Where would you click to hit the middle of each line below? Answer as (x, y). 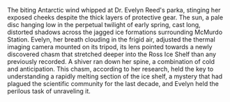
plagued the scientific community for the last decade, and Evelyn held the (113, 84)
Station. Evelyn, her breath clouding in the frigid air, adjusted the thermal (112, 40)
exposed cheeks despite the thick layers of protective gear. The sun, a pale (115, 17)
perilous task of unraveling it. (49, 91)
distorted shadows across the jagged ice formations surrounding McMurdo (115, 32)
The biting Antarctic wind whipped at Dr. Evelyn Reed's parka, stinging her (114, 10)
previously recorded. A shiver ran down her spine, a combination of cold (111, 61)
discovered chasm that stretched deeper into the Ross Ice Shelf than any (112, 54)
